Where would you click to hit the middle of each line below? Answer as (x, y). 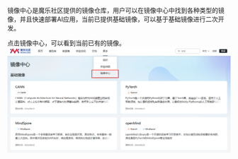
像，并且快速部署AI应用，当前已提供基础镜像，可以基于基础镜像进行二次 (113, 19)
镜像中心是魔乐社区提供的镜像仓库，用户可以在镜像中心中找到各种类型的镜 (116, 10)
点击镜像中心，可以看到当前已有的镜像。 (66, 43)
